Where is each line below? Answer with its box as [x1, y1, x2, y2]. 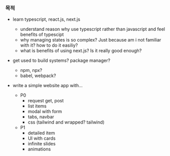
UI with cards [27, 135, 56, 141]
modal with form [27, 108, 62, 114]
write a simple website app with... [12, 83, 83, 89]
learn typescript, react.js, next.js [12, 16, 80, 22]
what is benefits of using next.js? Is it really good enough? [20, 48, 142, 54]
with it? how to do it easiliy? [20, 42, 78, 49]
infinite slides [27, 141, 56, 147]
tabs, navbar [27, 114, 54, 120]
